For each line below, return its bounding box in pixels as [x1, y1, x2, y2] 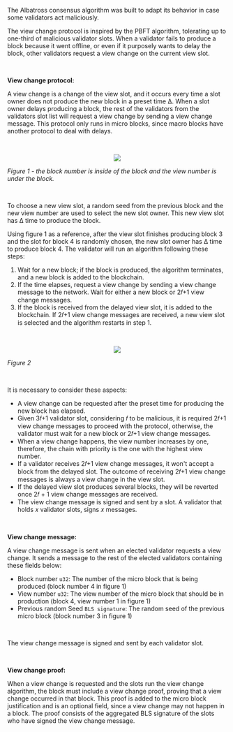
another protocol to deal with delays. [7, 127, 113, 135]
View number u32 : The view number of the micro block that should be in [17, 590, 225, 598]
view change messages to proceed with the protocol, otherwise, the [17, 422, 213, 430]
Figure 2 [7, 359, 31, 367]
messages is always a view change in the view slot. [17, 475, 165, 483]
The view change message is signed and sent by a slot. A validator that [17, 498, 223, 506]
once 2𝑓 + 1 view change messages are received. [17, 490, 158, 498]
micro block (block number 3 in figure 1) [17, 612, 133, 620]
